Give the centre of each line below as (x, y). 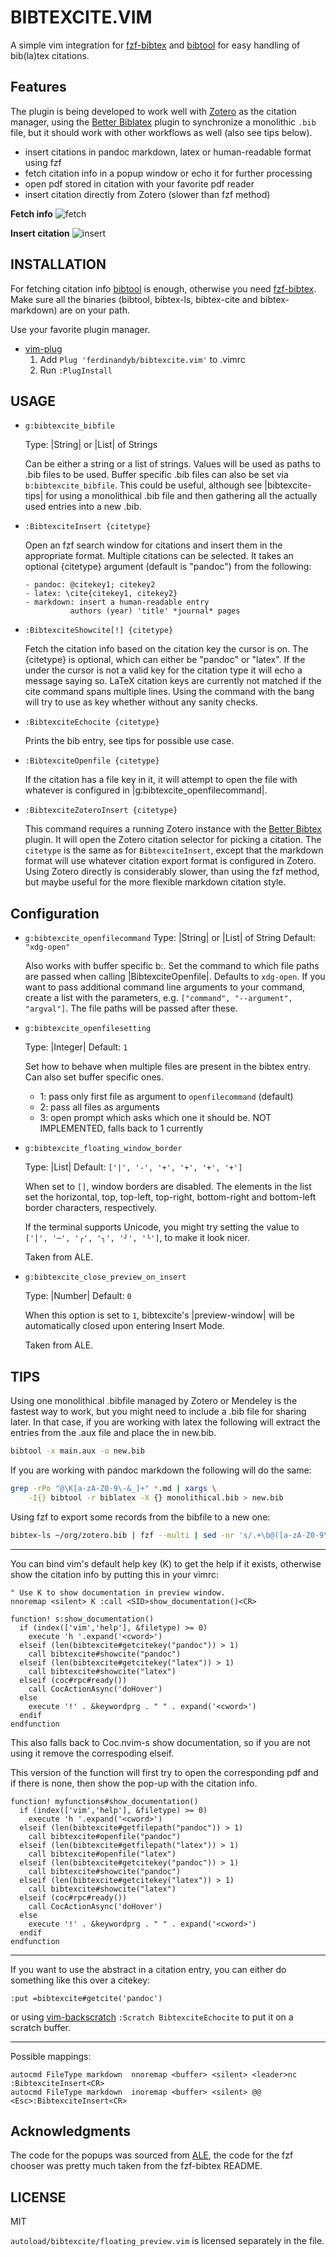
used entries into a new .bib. (83, 507)
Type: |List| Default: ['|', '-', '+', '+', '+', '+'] (133, 1167)
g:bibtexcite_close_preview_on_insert (105, 1277)
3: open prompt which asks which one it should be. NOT (155, 1118)
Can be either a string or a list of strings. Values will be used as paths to (172, 464)
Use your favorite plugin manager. (80, 329)
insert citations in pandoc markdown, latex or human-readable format (168, 152)
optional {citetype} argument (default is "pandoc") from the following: (168, 567)
